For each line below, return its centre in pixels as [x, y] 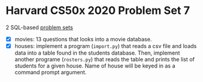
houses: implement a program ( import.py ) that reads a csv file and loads [105, 46]
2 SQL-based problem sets [40, 27]
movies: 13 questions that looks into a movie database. [83, 39]
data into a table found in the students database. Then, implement [97, 53]
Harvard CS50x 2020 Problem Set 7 [98, 11]
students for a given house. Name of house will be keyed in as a [95, 66]
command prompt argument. [50, 72]
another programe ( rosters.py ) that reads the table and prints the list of [105, 60]
